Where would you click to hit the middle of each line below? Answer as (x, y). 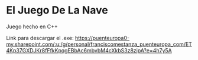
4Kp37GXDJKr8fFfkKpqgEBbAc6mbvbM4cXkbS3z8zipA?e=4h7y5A (89, 50)
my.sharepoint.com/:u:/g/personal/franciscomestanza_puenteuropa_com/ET (99, 44)
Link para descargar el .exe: (40, 38)
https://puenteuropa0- (102, 38)
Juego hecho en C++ (32, 26)
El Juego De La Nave (57, 10)
